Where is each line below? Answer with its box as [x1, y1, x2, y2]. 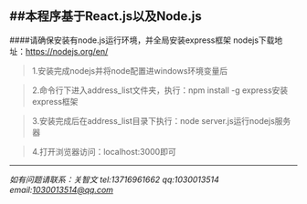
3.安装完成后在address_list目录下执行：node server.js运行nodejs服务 [31, 115, 291, 126]
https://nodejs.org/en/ [26, 46, 109, 56]
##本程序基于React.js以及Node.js [9, 8, 203, 25]
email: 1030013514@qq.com [9, 184, 114, 195]
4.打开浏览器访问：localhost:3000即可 [31, 146, 176, 157]
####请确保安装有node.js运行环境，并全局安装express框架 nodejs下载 [9, 35, 275, 46]
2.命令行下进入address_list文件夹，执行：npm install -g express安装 [31, 85, 289, 96]
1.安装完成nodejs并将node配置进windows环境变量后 [31, 65, 228, 76]
